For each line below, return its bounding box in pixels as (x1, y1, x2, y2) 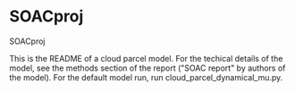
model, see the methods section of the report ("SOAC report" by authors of (9, 63, 286, 73)
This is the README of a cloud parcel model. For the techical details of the (9, 53, 283, 63)
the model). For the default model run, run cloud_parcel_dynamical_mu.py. (9, 71, 283, 82)
